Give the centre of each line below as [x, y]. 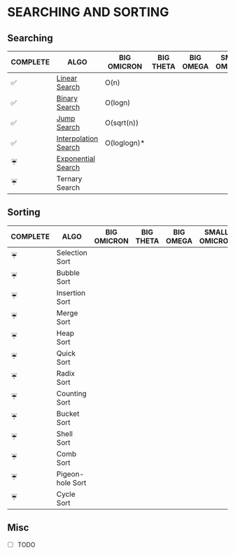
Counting [72, 393]
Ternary [69, 179]
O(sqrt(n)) [121, 123]
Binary [67, 98]
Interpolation [77, 139]
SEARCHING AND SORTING [88, 12]
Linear [67, 78]
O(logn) [117, 103]
